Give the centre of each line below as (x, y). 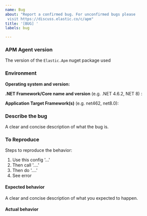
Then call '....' (26, 165)
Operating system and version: (37, 84)
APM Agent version (29, 50)
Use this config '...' (31, 160)
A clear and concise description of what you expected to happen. (72, 198)
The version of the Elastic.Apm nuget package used (58, 60)
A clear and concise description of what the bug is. (57, 127)
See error (22, 175)
